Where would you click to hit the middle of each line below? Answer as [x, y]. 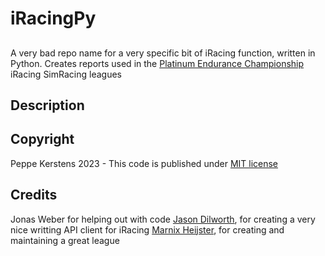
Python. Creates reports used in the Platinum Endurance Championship [157, 63]
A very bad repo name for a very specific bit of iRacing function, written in [163, 53]
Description [47, 105]
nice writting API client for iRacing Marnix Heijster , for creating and [147, 229]
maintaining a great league [65, 240]
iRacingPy [53, 18]
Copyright [42, 139]
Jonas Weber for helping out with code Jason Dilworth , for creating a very [163, 219]
